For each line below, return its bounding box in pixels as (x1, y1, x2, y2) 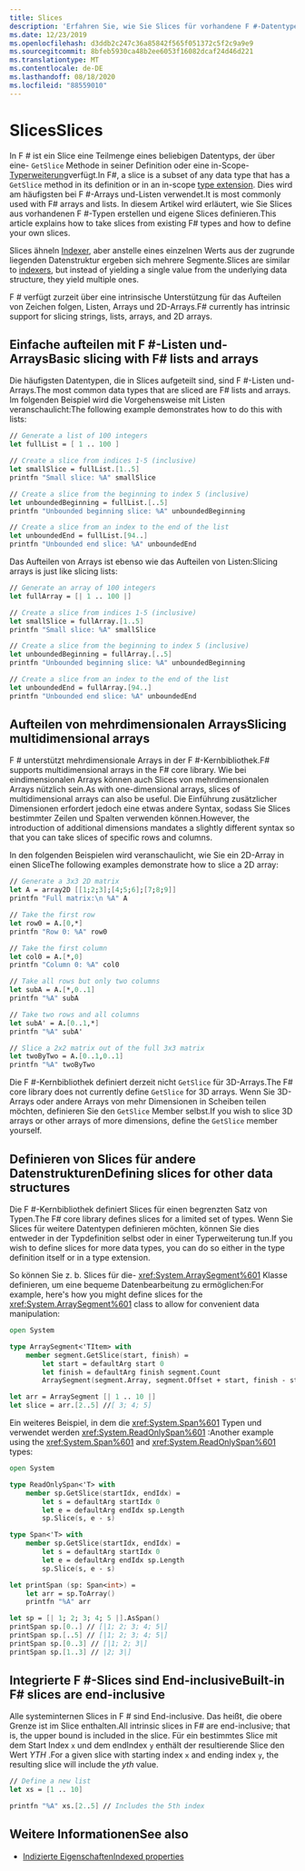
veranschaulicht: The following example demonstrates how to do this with (9, 404, 283, 415)
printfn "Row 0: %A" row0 (9, 927, 107, 936)
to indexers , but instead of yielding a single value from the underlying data (9, 264, 288, 275)
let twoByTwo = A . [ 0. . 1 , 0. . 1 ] (9, 1052, 124, 1061)
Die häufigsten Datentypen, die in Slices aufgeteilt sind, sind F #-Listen (9, 375, 275, 386)
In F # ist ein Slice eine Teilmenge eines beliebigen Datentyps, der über (9, 150, 275, 161)
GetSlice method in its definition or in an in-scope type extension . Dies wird (9, 179, 293, 190)
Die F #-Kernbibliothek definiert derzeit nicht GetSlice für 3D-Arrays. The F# (9, 1077, 293, 1088)
